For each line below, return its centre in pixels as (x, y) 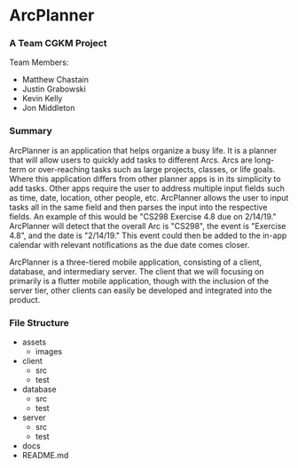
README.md (45, 456)
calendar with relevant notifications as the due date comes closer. (129, 244)
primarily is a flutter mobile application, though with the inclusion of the (139, 281)
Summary (31, 131)
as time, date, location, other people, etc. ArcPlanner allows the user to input (149, 197)
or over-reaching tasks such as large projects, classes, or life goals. (152, 169)
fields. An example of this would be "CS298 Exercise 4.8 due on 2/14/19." (143, 216)
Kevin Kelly (42, 99)
